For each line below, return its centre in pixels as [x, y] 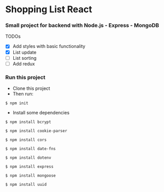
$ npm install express [29, 167]
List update [25, 52]
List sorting [25, 58]
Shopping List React [49, 9]
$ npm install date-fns [31, 149]
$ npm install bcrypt [28, 122]
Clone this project [31, 88]
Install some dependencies [41, 113]
